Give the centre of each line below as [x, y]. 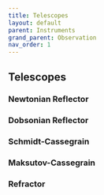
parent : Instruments [42, 30]
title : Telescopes [38, 15]
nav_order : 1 [30, 45]
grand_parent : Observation [52, 37]
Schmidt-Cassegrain [49, 141]
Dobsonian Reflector [48, 121]
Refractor [27, 184]
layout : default [35, 23]
